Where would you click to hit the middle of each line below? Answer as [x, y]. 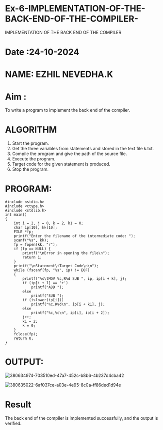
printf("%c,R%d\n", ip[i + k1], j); [68, 304]
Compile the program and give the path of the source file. [69, 154]
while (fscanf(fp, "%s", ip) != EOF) [52, 270]
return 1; [32, 257]
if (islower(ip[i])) [43, 300]
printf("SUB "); [47, 296]
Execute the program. [34, 159]
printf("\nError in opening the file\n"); [66, 253]
